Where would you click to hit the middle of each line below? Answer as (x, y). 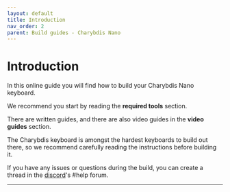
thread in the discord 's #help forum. (58, 175)
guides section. (29, 127)
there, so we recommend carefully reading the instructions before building (112, 147)
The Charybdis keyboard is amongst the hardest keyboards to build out (107, 140)
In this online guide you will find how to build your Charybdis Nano (101, 86)
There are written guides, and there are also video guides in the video (105, 119)
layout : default (30, 13)
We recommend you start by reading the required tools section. (97, 106)
